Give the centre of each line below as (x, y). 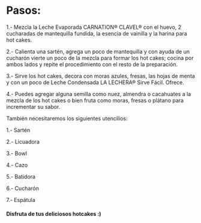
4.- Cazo (17, 165)
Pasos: (23, 11)
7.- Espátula (21, 200)
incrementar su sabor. (33, 106)
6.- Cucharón (22, 188)
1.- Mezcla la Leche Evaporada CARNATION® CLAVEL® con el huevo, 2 (94, 27)
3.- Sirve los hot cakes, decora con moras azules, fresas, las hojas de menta (100, 76)
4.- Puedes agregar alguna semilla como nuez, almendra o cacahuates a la (99, 94)
